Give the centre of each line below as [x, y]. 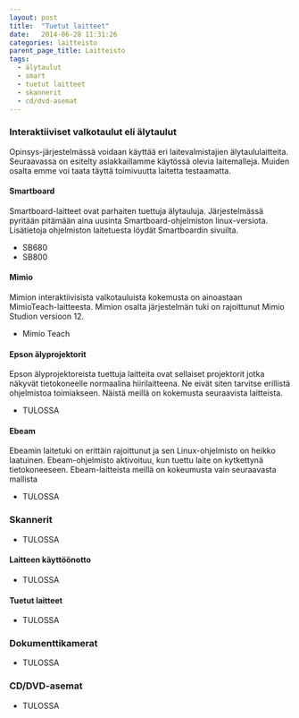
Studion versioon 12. [47, 316]
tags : [19, 59]
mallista [24, 479]
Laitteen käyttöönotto [50, 560]
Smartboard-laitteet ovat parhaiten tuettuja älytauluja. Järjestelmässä [137, 210]
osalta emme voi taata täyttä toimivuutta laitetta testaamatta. [120, 170]
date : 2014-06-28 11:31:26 [63, 34]
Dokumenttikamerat [54, 644]
